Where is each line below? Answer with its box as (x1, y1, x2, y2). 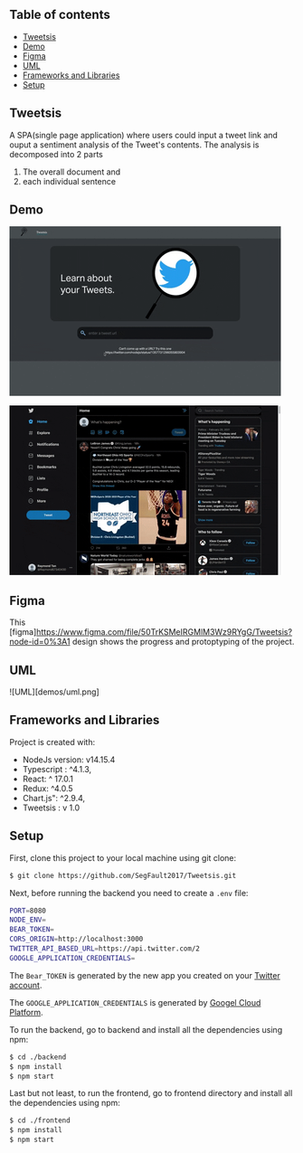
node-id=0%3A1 (9, 637, 71, 647)
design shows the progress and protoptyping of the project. (71, 637, 295, 647)
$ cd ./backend (9, 1053, 67, 1062)
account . (9, 979, 43, 990)
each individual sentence (22, 175, 116, 186)
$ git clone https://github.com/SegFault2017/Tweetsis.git (9, 871, 237, 880)
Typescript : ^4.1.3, (22, 763, 92, 774)
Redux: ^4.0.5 (22, 782, 74, 794)
